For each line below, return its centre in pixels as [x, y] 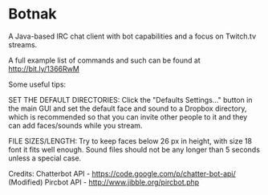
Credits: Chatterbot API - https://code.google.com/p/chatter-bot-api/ [122, 173]
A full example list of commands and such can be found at [104, 60]
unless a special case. [45, 158]
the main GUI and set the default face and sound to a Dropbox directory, [128, 108]
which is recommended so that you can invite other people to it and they [128, 116]
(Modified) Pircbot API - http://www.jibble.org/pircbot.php [104, 182]
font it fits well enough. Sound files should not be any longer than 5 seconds [134, 149]
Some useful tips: [37, 84]
